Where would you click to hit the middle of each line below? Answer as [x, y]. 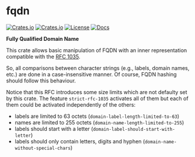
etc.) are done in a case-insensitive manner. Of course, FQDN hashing [92, 74]
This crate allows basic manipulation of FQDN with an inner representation [97, 50]
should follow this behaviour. [41, 81]
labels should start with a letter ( [54, 129]
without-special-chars [43, 148]
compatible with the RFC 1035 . [43, 56]
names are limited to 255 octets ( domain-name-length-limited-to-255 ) [99, 122]
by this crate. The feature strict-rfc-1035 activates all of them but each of [97, 98]
